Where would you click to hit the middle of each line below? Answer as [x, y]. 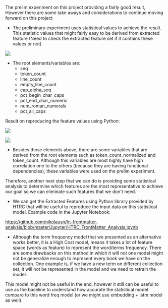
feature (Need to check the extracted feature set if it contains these [82, 38]
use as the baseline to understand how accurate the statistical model [77, 290]
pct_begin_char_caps [42, 95]
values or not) [27, 44]
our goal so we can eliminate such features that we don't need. [71, 192]
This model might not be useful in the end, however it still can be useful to [82, 284]
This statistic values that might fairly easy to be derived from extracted [86, 33]
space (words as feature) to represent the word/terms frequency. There [87, 248]
